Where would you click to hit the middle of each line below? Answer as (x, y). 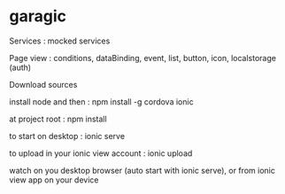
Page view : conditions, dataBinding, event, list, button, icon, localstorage (143, 58)
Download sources (43, 84)
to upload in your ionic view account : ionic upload (101, 153)
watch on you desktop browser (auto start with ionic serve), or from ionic (142, 170)
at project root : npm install (58, 119)
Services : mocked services (60, 41)
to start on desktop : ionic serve (67, 136)
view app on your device (54, 180)
